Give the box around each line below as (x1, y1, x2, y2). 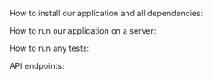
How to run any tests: (9, 43, 90, 54)
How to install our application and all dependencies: (9, 8, 204, 18)
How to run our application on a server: (9, 25, 156, 35)
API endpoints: (9, 61, 65, 71)
